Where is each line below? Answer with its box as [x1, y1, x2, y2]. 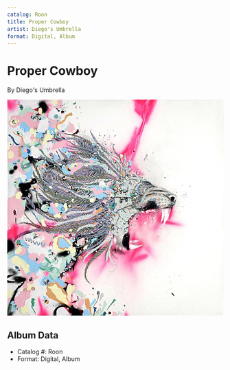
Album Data [7, 329, 59, 341]
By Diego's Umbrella [7, 86, 65, 94]
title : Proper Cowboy [7, 18, 69, 25]
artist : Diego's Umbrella [7, 25, 81, 32]
